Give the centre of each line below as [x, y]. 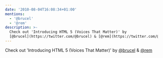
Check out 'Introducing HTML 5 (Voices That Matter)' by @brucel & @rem [79, 50]
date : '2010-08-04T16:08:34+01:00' [41, 9]
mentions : [15, 14]
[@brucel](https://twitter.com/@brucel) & [53, 37]
